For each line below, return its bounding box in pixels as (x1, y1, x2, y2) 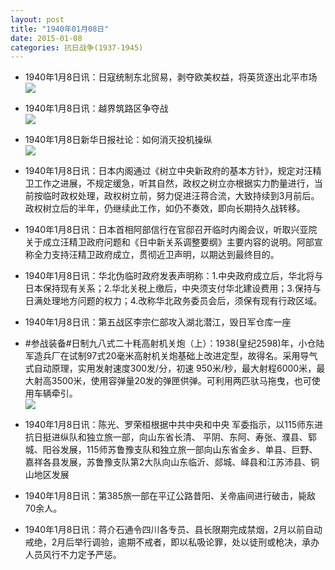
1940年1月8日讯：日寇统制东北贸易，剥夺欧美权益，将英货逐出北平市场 (24, 71, 318, 83)
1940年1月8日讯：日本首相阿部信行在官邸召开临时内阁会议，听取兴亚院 (24, 224, 318, 236)
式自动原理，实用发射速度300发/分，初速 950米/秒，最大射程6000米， (24, 362, 317, 375)
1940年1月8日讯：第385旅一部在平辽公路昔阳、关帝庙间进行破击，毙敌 (24, 490, 317, 502)
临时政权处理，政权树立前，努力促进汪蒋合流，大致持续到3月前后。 (42, 190, 320, 202)
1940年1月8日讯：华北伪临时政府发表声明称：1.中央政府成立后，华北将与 (24, 270, 324, 282)
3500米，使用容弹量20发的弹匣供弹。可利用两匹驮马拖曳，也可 (51, 375, 312, 387)
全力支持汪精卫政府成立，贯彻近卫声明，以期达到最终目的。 (33, 249, 280, 261)
